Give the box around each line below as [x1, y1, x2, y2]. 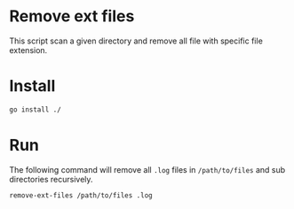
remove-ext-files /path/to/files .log [9, 190, 153, 200]
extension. [9, 44, 48, 55]
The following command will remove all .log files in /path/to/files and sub [9, 164, 286, 174]
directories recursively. [9, 174, 93, 184]
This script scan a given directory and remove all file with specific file [9, 35, 264, 46]
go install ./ [9, 104, 62, 114]
